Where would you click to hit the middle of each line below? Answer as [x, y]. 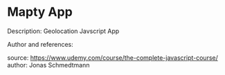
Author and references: [40, 44]
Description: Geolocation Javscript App [63, 31]
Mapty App [40, 12]
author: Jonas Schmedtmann [48, 65]
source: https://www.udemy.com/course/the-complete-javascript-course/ [112, 57]
